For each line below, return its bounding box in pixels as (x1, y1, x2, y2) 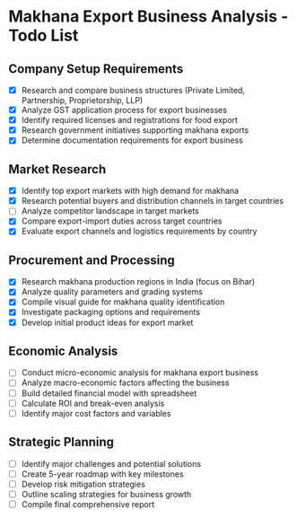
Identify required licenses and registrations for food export (21, 115, 239, 126)
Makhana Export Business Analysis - (8, 6, 289, 27)
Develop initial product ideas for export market (21, 317, 194, 328)
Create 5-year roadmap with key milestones (21, 469, 185, 479)
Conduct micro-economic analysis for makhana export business (21, 367, 259, 378)
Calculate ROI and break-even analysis (21, 398, 165, 408)
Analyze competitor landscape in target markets (21, 206, 199, 216)
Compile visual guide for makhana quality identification (21, 296, 225, 307)
